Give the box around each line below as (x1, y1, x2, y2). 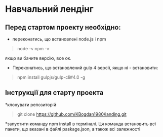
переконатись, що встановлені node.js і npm (12, 36, 106, 42)
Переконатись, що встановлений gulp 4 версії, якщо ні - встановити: (12, 65, 158, 70)
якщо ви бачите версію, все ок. (5, 55, 72, 61)
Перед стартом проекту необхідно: (5, 23, 121, 32)
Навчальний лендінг (5, 3, 94, 15)
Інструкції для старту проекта (5, 89, 104, 97)
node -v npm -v (17, 46, 49, 51)
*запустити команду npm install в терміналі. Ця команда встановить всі (5, 121, 156, 127)
